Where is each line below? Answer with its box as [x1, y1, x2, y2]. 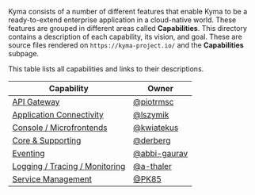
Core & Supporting [12, 135, 82, 146]
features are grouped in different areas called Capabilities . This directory [8, 24, 248, 32]
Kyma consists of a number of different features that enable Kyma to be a [8, 7, 248, 16]
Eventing [12, 148, 45, 159]
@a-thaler [133, 161, 172, 171]
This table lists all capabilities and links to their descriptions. [8, 64, 204, 74]
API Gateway [12, 97, 60, 107]
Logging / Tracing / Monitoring [12, 161, 126, 171]
